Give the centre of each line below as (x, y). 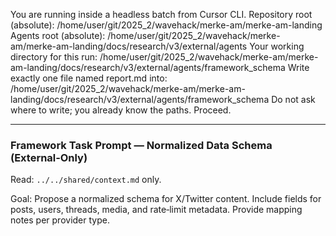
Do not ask (293, 99)
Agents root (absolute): (58, 35)
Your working (277, 46)
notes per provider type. (60, 220)
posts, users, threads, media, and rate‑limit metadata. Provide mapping (156, 210)
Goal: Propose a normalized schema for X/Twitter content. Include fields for (166, 199)
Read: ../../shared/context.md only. (86, 180)
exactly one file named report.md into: (89, 78)
